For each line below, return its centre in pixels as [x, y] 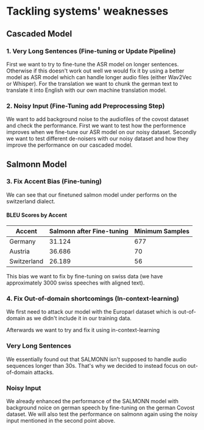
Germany [23, 242]
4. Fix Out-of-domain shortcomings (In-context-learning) [93, 298]
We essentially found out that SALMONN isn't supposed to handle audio [97, 359]
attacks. [44, 372]
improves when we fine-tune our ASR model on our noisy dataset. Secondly [101, 132]
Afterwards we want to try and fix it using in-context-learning [83, 330]
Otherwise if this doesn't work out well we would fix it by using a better [95, 71]
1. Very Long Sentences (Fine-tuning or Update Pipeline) [91, 51]
